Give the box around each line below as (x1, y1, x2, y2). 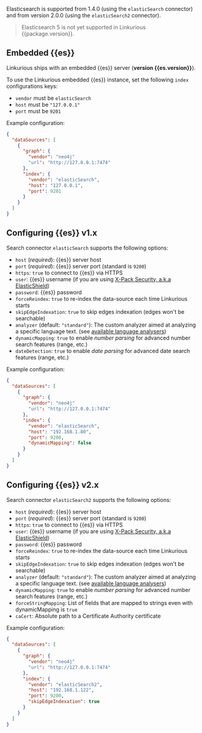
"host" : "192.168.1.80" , (28, 428, 92, 435)
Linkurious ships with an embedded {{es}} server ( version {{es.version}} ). (6, 64, 196, 71)
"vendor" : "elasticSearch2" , (28, 682, 103, 688)
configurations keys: (6, 82, 58, 89)
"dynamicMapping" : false (28, 440, 92, 446)
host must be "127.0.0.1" (15, 101, 81, 108)
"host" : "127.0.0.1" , (28, 182, 84, 189)
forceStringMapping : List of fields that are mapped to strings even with (15, 599, 193, 606)
